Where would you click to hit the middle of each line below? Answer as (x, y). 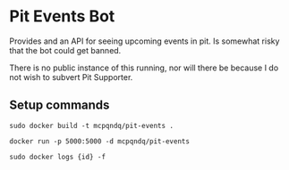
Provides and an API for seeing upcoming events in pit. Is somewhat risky (144, 41)
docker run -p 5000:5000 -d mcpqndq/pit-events (100, 141)
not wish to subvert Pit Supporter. (71, 77)
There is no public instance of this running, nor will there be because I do (144, 68)
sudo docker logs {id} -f (57, 157)
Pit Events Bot (62, 16)
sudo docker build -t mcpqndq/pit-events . (92, 125)
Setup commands (59, 105)
